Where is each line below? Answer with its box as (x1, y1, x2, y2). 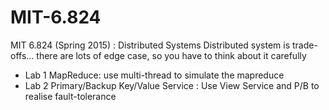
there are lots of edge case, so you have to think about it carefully (36, 49, 307, 61)
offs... (10, 49, 35, 61)
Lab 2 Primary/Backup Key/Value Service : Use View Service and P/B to (24, 79, 320, 91)
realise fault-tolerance (24, 90, 117, 102)
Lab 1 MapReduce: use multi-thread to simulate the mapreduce (24, 69, 285, 81)
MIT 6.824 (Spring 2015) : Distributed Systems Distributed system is (10, 39, 291, 51)
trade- (291, 39, 318, 51)
